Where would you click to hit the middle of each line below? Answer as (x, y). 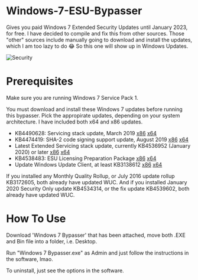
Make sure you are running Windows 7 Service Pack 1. (72, 97)
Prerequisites (40, 82)
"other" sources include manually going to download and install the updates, (99, 40)
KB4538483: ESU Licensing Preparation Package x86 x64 (85, 158)
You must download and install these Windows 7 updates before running (95, 109)
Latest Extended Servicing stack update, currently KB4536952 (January (103, 145)
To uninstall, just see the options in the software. (65, 271)
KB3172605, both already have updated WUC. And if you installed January (97, 182)
